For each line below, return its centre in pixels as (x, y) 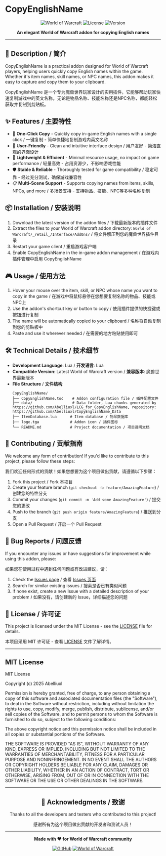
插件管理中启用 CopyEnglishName (47, 259)
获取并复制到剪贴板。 (27, 104)
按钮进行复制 (25, 315)
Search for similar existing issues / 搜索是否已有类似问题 (69, 585)
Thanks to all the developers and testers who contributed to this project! (83, 814)
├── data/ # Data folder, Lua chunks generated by (84, 403)
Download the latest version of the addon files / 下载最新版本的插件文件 (85, 223)
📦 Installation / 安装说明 (43, 208)
